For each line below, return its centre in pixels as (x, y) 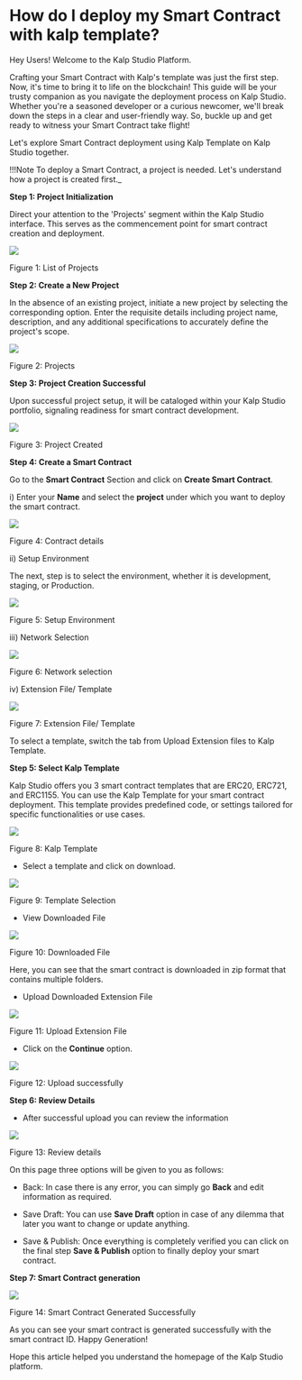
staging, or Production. (52, 585)
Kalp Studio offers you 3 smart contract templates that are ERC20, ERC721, (148, 785)
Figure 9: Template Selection (63, 900)
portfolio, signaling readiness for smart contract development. (124, 410)
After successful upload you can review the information (125, 1118)
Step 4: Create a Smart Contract (71, 462)
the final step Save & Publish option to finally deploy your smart (141, 1250)
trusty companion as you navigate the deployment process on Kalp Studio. (148, 96)
